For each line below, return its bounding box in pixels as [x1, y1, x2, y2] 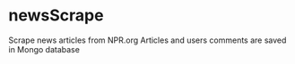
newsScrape [8, 5, 104, 26]
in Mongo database [8, 44, 80, 54]
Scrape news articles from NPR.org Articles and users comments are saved [8, 35, 287, 45]
